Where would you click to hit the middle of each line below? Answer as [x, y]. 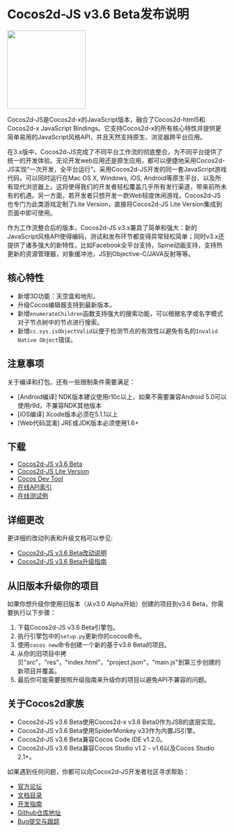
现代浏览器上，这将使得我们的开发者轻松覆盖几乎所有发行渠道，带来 [111, 186]
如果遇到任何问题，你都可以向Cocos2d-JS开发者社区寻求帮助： [99, 771]
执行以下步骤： [34, 612]
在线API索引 [34, 487]
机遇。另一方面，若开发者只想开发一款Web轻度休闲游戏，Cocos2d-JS [120, 195]
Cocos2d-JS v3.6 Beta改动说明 [62, 553]
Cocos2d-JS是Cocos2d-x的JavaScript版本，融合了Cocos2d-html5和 [106, 119]
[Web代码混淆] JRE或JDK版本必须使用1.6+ [78, 423]
